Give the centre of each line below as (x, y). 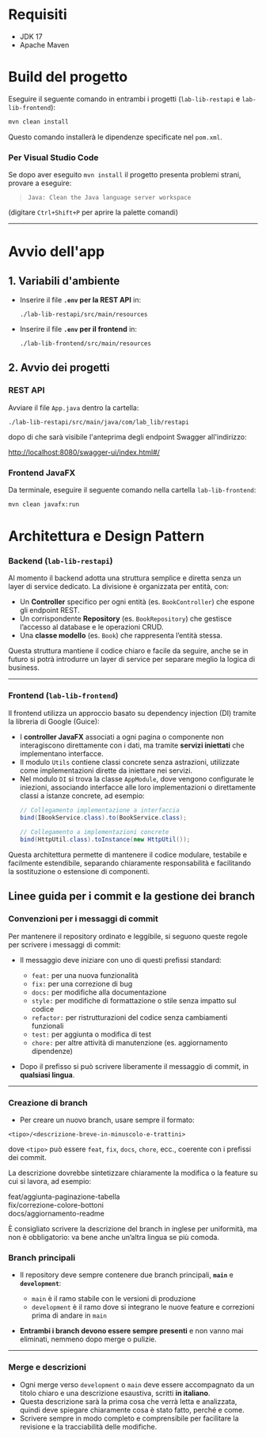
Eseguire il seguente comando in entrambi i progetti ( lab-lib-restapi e (124, 99)
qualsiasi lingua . (47, 1075)
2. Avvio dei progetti (59, 368)
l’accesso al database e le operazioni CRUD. (91, 627)
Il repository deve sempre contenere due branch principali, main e (126, 1275)
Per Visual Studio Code (53, 158)
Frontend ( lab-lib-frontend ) (63, 696)
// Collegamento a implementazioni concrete (94, 832)
